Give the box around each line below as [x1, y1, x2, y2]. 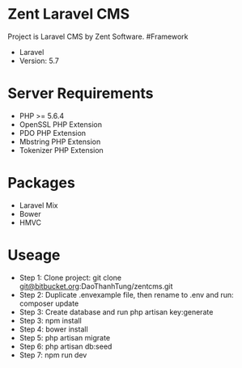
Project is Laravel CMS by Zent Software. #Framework [7, 32, 189, 41]
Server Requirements [7, 84, 155, 103]
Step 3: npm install [19, 315, 82, 325]
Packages [7, 174, 76, 192]
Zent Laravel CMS [7, 5, 130, 23]
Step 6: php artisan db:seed [19, 341, 113, 351]
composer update [19, 298, 79, 308]
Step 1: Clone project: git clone [19, 273, 122, 282]
